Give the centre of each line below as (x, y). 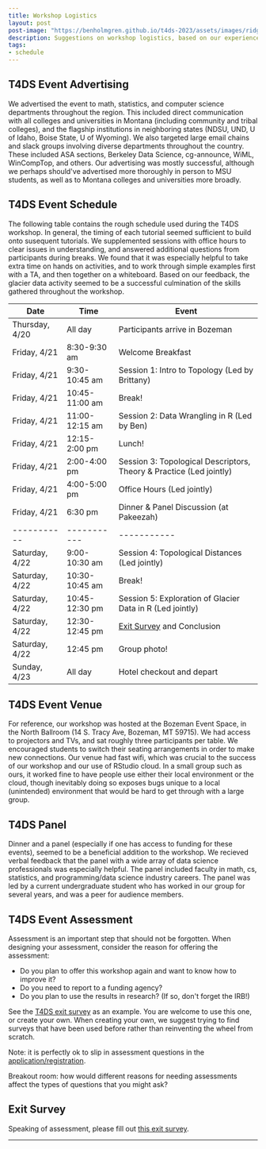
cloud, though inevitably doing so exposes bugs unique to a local (114, 783)
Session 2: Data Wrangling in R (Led (185, 415)
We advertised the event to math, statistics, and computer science (116, 103)
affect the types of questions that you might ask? (88, 1085)
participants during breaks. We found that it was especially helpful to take (128, 257)
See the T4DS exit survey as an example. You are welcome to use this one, (130, 1012)
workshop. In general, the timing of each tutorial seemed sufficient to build (130, 232)
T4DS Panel (38, 825)
